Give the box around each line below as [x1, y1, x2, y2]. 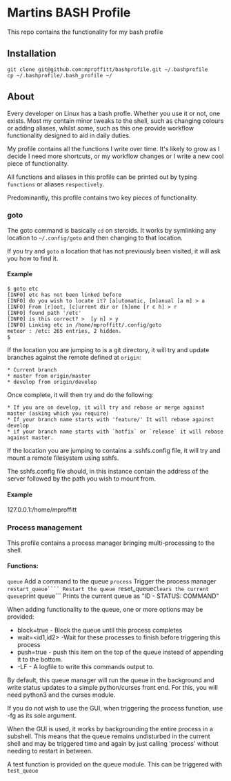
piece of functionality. [7, 159, 69, 167]
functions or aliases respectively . [7, 180, 105, 188]
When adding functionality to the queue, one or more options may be [7, 605, 203, 613]
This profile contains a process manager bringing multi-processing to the [7, 539, 215, 547]
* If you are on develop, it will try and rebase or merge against [7, 404, 205, 412]
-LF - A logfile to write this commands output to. [17, 662, 154, 671]
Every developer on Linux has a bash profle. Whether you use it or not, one [7, 109, 221, 117]
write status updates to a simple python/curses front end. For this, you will [7, 683, 219, 691]
